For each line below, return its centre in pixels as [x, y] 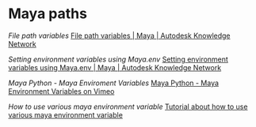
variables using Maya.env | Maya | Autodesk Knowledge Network [115, 67]
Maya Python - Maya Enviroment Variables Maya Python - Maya [114, 83]
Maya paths [48, 14]
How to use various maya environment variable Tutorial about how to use [128, 106]
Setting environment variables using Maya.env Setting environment [118, 59]
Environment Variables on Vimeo [61, 91]
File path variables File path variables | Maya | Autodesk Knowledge [120, 35]
